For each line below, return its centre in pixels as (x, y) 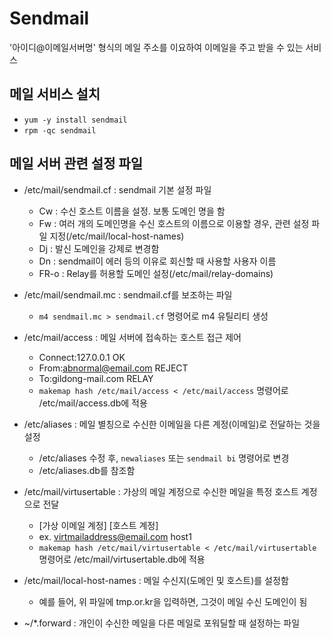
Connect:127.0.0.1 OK (82, 357)
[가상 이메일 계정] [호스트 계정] (98, 525)
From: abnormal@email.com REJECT (113, 368)
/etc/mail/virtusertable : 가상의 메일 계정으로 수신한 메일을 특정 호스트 (161, 491)
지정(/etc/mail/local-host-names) (117, 236)
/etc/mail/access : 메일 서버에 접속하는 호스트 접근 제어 (132, 337)
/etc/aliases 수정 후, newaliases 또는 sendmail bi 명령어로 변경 (164, 458)
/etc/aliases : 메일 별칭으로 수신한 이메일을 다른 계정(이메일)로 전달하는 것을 (172, 424)
